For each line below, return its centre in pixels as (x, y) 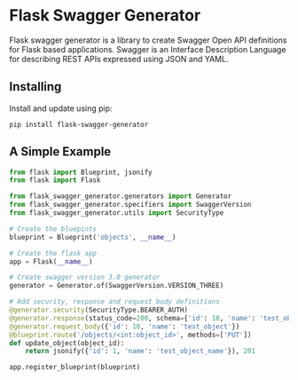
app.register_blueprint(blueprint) (75, 368)
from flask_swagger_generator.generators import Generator (121, 196)
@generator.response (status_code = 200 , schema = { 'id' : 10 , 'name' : (132, 318)
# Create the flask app (53, 253)
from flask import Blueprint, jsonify (81, 172)
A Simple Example (60, 152)
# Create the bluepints (53, 229)
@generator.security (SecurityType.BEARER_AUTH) (99, 310)
